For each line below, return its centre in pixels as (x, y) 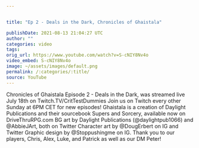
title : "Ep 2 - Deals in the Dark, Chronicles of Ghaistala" (84, 22)
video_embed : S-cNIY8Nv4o (38, 61)
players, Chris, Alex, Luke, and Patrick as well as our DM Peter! (84, 138)
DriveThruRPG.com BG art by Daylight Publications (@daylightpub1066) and (100, 119)
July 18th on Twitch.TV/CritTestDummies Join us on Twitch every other (94, 101)
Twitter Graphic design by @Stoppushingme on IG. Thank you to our (91, 132)
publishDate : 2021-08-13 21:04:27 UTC (55, 33)
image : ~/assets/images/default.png (52, 66)
